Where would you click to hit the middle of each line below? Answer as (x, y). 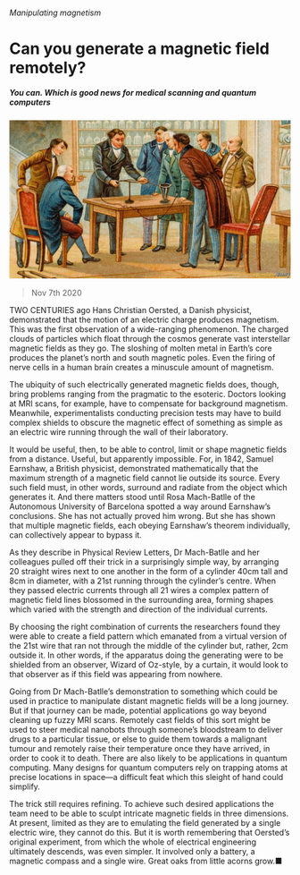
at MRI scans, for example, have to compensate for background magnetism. (149, 404)
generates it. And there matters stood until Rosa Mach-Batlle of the (133, 497)
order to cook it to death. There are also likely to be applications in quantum (148, 758)
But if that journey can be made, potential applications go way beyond (138, 710)
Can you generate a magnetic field (139, 48)
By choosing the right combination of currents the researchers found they (145, 627)
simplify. (25, 786)
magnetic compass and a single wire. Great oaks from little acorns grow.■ (146, 861)
